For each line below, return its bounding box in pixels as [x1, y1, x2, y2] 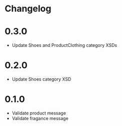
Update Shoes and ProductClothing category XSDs [11, 42, 117, 48]
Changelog [4, 3, 51, 14]
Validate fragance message [11, 116, 68, 121]
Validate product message [11, 110, 66, 116]
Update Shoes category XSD [11, 76, 71, 82]
